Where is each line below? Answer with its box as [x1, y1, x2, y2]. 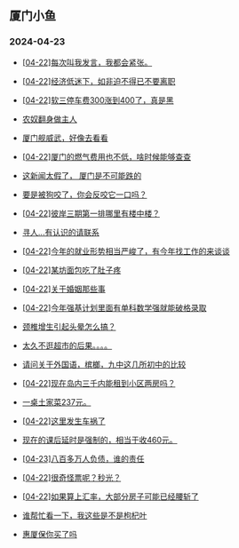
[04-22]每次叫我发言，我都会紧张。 [21, 57, 153, 68]
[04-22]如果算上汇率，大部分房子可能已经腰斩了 [21, 491, 199, 502]
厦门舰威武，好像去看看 [21, 132, 108, 143]
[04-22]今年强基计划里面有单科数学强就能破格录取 [21, 302, 207, 313]
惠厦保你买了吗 [21, 528, 77, 539]
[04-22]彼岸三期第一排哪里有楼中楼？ [21, 208, 160, 218]
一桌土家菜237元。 [21, 396, 92, 407]
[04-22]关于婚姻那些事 [21, 283, 106, 294]
